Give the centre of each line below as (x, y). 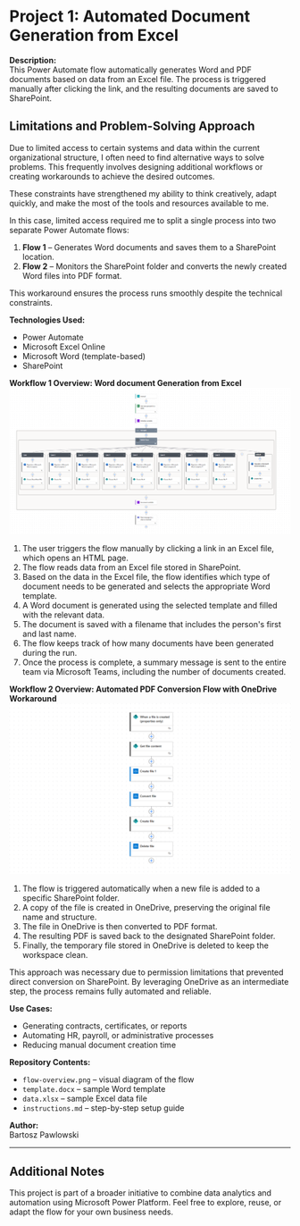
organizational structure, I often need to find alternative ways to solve (137, 157)
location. (38, 256)
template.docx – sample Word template (94, 1089)
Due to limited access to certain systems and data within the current (135, 147)
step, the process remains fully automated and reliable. (110, 991)
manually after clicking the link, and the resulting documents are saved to (144, 88)
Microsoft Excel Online (63, 347)
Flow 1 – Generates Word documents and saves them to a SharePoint (149, 247)
